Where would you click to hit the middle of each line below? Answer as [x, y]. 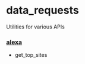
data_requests [42, 10]
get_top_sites [31, 55]
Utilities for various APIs [36, 27]
